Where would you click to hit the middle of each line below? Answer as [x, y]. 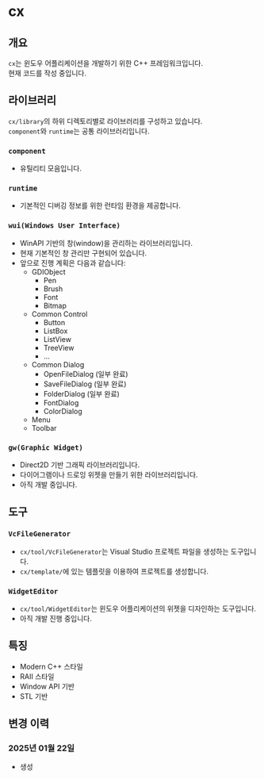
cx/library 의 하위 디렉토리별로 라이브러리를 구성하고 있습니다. [105, 121]
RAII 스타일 [37, 676]
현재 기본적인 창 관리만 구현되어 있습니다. [83, 253]
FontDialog [61, 402]
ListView [57, 339]
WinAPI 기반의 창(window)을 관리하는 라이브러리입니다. [106, 243]
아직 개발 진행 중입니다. [56, 618]
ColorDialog [63, 411]
